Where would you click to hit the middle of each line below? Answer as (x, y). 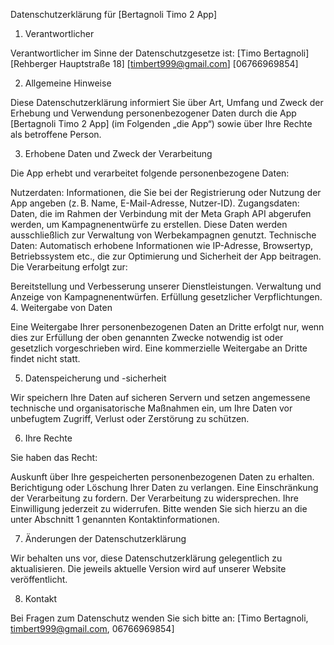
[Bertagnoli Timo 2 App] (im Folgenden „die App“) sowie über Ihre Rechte (161, 123)
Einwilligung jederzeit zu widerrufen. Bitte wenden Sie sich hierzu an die (159, 508)
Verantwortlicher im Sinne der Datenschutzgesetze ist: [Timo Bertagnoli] (160, 53)
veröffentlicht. (39, 579)
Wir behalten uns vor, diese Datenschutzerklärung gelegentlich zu (146, 558)
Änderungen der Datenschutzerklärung (105, 538)
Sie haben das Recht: (54, 457)
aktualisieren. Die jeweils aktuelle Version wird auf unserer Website (148, 568)
